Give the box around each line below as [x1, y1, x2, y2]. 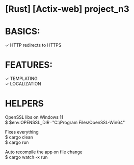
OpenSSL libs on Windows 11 [5, 114, 64, 120]
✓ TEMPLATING [5, 76, 38, 82]
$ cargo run [5, 139, 29, 145]
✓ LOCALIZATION [5, 81, 42, 87]
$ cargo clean [5, 134, 33, 140]
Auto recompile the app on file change [5, 149, 82, 155]
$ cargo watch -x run [5, 154, 48, 160]
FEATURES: [5, 59, 53, 71]
